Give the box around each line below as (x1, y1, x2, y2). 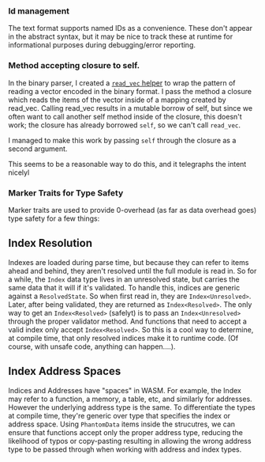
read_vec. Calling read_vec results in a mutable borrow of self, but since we (8, 103, 253, 112)
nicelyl (8, 168, 30, 177)
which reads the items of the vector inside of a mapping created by (8, 95, 226, 104)
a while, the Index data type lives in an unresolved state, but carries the (8, 275, 240, 284)
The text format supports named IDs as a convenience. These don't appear (8, 24, 252, 33)
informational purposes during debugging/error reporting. (8, 40, 196, 50)
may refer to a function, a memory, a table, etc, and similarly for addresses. (8, 394, 252, 403)
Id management (8, 6, 69, 17)
